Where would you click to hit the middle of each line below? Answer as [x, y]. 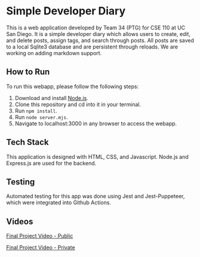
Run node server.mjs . [41, 117]
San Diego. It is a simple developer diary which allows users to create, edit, [99, 34]
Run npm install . [36, 111]
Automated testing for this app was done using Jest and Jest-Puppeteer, [96, 196]
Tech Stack [27, 142]
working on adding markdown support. [54, 53]
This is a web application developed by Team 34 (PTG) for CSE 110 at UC [96, 28]
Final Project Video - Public [40, 236]
